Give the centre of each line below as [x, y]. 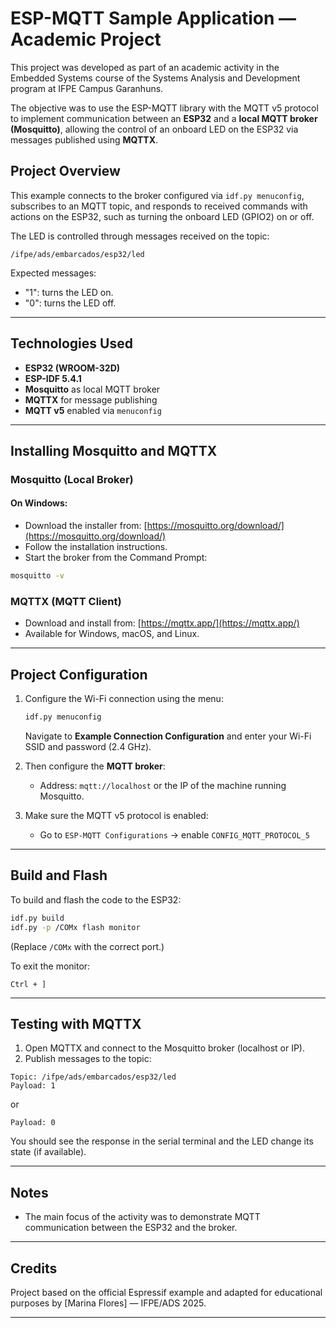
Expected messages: [53, 273]
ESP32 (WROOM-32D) [72, 368]
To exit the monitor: [50, 966]
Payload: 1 [33, 1086]
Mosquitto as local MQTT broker [92, 389]
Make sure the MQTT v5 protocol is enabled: [116, 815]
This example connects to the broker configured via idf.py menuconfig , [157, 195]
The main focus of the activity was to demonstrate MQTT [142, 1217]
